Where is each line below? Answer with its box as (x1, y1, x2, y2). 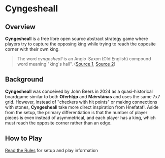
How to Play (5, 134, 43, 143)
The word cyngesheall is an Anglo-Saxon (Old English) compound (17, 56, 151, 62)
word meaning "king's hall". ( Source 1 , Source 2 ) (17, 61, 116, 67)
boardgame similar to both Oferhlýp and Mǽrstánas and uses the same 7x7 (5, 93, 160, 99)
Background (5, 75, 43, 84)
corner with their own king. (5, 46, 60, 52)
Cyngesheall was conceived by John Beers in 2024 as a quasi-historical (5, 88, 153, 94)
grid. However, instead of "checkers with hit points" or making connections (5, 99, 158, 105)
